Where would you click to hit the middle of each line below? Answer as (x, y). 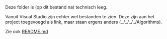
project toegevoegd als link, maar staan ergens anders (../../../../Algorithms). (84, 22)
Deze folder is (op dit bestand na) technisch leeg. (56, 7)
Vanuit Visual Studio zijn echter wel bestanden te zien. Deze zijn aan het (80, 17)
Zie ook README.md (27, 31)
